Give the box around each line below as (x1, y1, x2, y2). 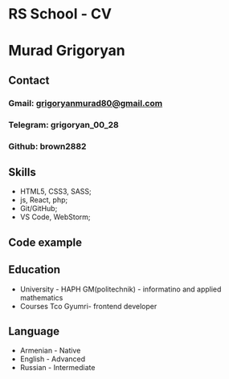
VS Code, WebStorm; (19, 212, 91, 222)
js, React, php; (19, 195, 68, 205)
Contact (8, 73, 50, 87)
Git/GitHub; (19, 204, 58, 214)
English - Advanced (19, 354, 86, 364)
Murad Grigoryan (8, 42, 126, 60)
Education (8, 263, 61, 277)
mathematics (19, 292, 63, 302)
